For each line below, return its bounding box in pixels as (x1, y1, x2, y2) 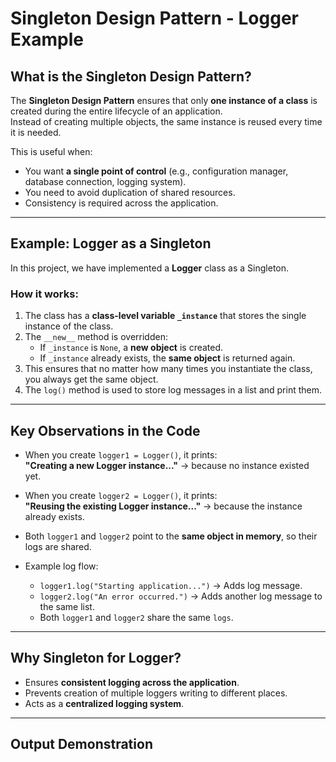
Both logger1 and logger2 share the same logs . (39, 611, 234, 623)
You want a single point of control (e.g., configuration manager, (24, 165, 289, 177)
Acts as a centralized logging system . (24, 697, 185, 709)
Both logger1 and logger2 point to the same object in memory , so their (24, 530, 318, 542)
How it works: (10, 287, 79, 301)
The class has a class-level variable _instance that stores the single (24, 310, 307, 322)
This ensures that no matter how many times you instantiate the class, (24, 363, 313, 375)
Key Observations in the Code (10, 422, 201, 439)
